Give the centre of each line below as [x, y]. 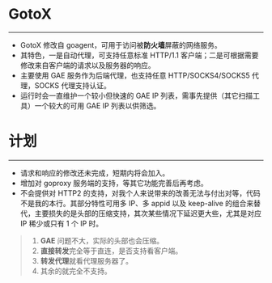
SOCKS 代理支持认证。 [72, 85]
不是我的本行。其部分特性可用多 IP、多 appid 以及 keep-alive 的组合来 [137, 203]
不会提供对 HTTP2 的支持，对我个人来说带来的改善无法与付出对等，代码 [140, 193]
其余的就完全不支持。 [76, 271]
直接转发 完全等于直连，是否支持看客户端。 [111, 251]
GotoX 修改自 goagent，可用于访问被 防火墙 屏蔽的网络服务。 [121, 44]
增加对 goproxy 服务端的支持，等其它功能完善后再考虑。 [114, 183]
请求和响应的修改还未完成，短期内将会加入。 [95, 173]
